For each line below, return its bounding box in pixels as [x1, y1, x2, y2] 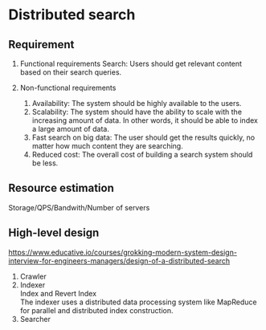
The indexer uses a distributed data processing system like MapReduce [19, 297, 257, 307]
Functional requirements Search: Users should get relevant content [19, 59, 243, 68]
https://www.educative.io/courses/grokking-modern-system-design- [8, 247, 237, 257]
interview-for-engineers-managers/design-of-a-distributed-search [8, 255, 231, 266]
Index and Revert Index [19, 288, 97, 298]
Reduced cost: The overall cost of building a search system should [31, 150, 253, 159]
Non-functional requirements [19, 83, 117, 92]
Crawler [19, 271, 47, 281]
